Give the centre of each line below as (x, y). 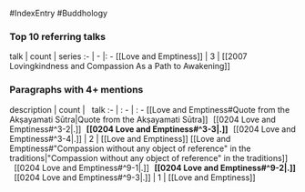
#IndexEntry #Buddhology (58, 13)
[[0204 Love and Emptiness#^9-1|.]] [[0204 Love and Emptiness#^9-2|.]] (154, 167)
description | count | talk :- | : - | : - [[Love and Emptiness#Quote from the (150, 109)
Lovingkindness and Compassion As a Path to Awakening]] (120, 66)
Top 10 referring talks (58, 36)
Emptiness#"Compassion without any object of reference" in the (130, 148)
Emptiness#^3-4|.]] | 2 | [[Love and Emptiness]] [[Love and (120, 138)
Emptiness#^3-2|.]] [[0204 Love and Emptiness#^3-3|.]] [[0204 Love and (152, 129)
